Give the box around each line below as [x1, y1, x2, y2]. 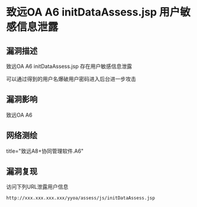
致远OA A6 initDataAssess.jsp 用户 [6, 5, 180, 19]
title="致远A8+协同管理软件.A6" [6, 147, 84, 155]
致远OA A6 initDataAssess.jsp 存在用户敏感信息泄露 [6, 63, 132, 70]
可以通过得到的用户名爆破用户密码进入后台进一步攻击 [6, 76, 136, 82]
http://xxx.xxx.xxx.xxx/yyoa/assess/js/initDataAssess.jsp [6, 195, 155, 201]
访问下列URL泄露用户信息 [6, 183, 69, 190]
